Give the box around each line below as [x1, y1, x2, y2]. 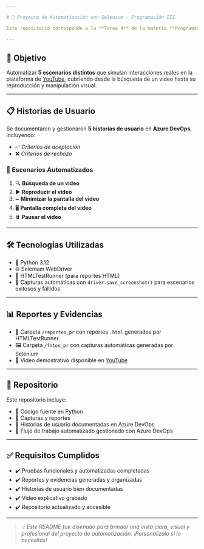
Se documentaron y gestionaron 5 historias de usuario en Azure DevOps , [6, 125, 192, 132]
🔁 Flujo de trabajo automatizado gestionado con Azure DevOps [15, 427, 173, 434]
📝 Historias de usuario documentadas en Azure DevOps [15, 420, 155, 428]
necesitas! [21, 536, 47, 544]
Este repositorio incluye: [6, 396, 67, 403]
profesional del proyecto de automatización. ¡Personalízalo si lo [21, 530, 181, 537]
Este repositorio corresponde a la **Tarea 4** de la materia [6, 25, 167, 31]
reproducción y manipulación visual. [6, 82, 97, 89]
